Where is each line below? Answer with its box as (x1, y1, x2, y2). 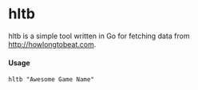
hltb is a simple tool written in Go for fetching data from (8, 31, 190, 41)
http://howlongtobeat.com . (8, 39, 97, 49)
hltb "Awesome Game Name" (8, 76, 94, 84)
